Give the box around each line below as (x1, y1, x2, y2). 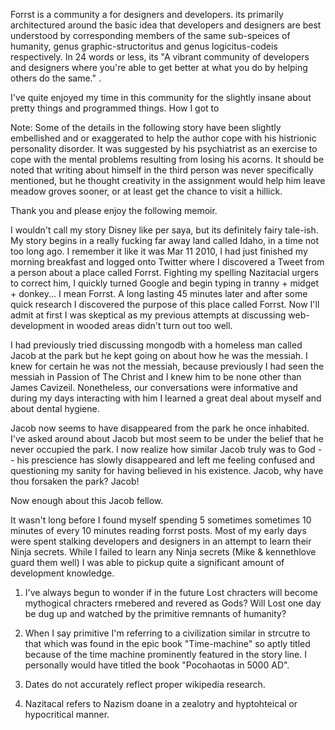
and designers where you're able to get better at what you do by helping (10, 62, 308, 73)
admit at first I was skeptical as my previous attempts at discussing (10, 309, 287, 321)
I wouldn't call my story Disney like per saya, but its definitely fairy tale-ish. (10, 224, 319, 236)
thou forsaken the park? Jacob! (10, 475, 140, 487)
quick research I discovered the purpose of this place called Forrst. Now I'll (10, 299, 320, 310)
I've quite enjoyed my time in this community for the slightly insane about (10, 92, 312, 103)
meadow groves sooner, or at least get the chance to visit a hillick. (10, 185, 283, 197)
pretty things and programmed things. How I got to (10, 102, 220, 114)
